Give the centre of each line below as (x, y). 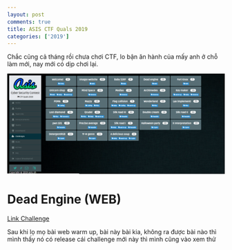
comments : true (29, 22)
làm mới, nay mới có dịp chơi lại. (53, 64)
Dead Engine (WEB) (64, 199)
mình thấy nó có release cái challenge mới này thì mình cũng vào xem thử (112, 239)
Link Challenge (28, 218)
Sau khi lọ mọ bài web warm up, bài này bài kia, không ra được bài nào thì (112, 231)
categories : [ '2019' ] (38, 37)
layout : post (26, 14)
